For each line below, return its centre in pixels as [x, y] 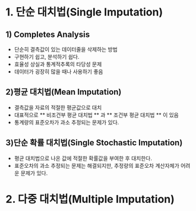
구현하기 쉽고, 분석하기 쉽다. [47, 57]
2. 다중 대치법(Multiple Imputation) [90, 199]
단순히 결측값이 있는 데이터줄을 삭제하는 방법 [66, 49]
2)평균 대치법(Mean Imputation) [64, 92]
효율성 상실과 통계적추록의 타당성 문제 [58, 64]
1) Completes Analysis [48, 34]
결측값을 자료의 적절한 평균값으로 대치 [58, 107]
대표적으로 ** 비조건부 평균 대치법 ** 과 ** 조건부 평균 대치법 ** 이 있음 [96, 115]
